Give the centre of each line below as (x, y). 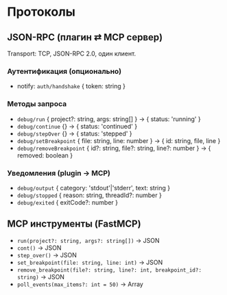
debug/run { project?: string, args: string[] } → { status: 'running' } (109, 119)
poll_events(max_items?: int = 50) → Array (80, 284)
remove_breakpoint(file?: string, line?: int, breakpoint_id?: (109, 270)
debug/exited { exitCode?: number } (68, 202)
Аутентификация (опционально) (64, 71)
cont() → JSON (39, 248)
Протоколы (41, 12)
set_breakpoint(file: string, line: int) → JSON (90, 262)
